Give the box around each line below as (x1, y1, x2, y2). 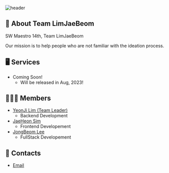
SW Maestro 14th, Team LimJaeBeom (5, 33, 84, 39)
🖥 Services (5, 58, 40, 67)
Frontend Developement (20, 123, 71, 129)
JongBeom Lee (12, 129, 45, 135)
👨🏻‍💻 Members (5, 94, 51, 103)
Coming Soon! (12, 74, 43, 80)
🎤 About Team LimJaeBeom (5, 19, 94, 28)
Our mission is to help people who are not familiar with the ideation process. (5, 42, 164, 49)
